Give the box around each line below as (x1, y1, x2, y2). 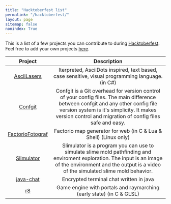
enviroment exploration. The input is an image (53, 155, 163, 162)
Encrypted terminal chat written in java (62, 176, 154, 183)
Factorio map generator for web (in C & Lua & (54, 128, 162, 135)
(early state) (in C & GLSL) (76, 190, 140, 197)
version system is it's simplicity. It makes (59, 106, 157, 113)
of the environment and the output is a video (55, 161, 161, 168)
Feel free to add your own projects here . (5, 46, 90, 52)
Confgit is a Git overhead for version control (55, 88, 160, 95)
